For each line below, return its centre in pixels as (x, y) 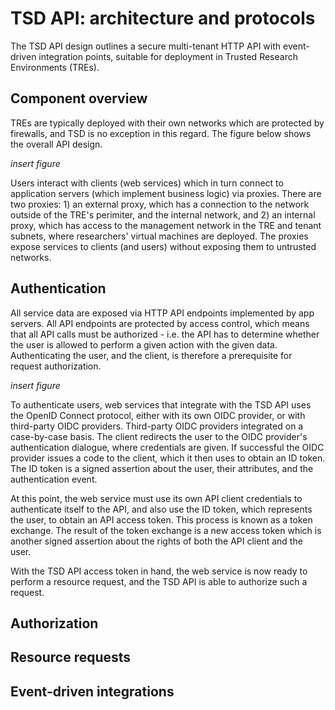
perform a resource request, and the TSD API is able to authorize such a (159, 581)
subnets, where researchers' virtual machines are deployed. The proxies (159, 236)
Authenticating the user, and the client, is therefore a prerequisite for (151, 355)
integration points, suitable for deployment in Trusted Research (168, 56)
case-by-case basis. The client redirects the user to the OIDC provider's (159, 436)
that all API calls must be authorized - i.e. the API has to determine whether (165, 334)
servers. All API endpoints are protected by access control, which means (160, 323)
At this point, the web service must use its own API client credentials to (156, 498)
